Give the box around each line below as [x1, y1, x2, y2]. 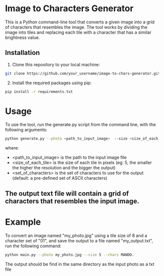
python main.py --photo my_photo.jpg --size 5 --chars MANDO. [5, 252, 134, 257]
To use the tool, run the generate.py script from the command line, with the [5, 122, 156, 128]
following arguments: [5, 127, 48, 133]
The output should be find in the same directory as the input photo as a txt [5, 261, 155, 267]
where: [5, 145, 20, 151]
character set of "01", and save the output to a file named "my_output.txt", [5, 238, 153, 243]
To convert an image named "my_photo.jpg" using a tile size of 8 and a [5, 232, 147, 239]
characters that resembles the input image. [5, 197, 140, 205]
